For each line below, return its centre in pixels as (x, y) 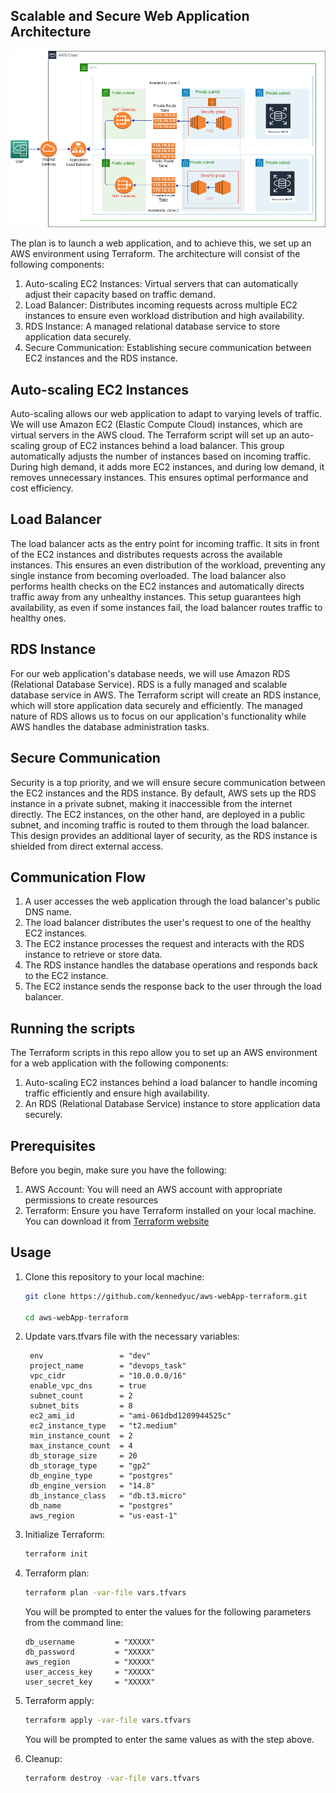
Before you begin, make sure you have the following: (118, 1170)
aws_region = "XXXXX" (90, 1662)
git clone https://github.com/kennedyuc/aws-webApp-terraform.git (166, 1296)
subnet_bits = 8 (81, 1406)
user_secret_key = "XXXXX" (90, 1682)
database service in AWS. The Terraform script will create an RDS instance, (166, 695)
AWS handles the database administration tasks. (110, 726)
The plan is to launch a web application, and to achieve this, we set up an (161, 243)
